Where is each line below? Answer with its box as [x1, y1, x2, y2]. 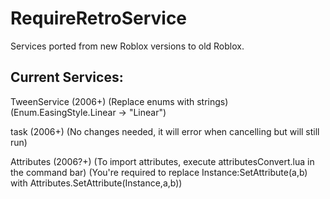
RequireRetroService [10, 7, 188, 30]
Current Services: [10, 69, 124, 86]
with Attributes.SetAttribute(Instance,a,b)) [10, 177, 183, 189]
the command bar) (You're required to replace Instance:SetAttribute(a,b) [10, 166, 308, 178]
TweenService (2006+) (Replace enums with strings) [10, 95, 229, 107]
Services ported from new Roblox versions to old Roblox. [10, 40, 245, 52]
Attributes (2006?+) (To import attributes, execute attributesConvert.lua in [10, 155, 315, 167]
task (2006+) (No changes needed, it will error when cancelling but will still [10, 125, 320, 137]
